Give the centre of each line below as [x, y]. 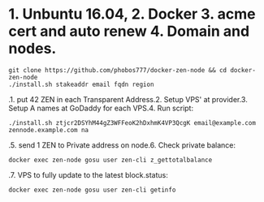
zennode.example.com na [49, 130]
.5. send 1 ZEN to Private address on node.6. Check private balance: [122, 145]
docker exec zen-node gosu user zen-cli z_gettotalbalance [110, 160]
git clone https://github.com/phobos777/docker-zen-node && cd [118, 70]
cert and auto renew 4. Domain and [129, 31]
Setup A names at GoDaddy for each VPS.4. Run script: [101, 108]
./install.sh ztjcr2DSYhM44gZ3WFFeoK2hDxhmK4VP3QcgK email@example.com [132, 122]
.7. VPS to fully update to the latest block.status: [88, 174]
